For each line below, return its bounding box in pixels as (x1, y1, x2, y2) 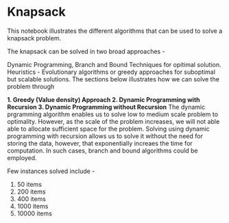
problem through (7, 82, 55, 90)
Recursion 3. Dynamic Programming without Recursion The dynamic (7, 103, 206, 111)
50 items (16, 180, 43, 188)
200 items (16, 187, 46, 196)
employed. (7, 153, 37, 161)
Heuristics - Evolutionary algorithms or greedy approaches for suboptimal (7, 68, 216, 76)
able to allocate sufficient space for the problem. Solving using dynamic (7, 124, 210, 133)
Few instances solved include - (7, 167, 95, 175)
